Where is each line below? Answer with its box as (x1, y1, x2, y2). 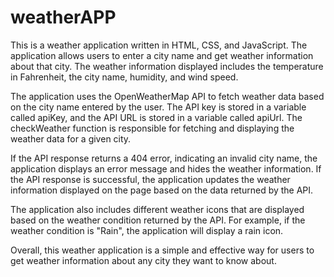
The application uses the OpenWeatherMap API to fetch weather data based (10, 90, 325, 102)
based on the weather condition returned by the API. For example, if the (10, 214, 306, 226)
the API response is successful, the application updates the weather (10, 173, 291, 185)
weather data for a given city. (10, 132, 132, 145)
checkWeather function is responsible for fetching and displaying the (10, 122, 295, 134)
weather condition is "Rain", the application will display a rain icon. (10, 224, 284, 236)
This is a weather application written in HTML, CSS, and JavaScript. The (10, 39, 308, 51)
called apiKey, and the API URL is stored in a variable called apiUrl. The (10, 111, 303, 123)
